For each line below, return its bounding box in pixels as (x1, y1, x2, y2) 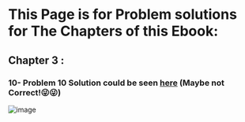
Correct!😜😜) (8, 87, 62, 98)
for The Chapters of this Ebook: (8, 22, 219, 40)
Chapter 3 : (8, 54, 65, 67)
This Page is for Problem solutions (8, 6, 237, 24)
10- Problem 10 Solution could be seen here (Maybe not (8, 77, 225, 88)
